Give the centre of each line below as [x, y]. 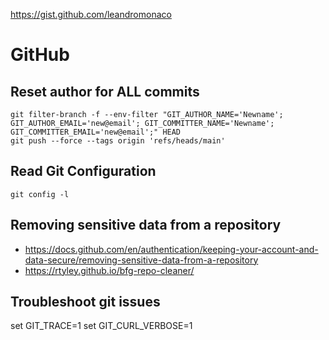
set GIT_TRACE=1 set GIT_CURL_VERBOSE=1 [101, 326]
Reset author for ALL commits [105, 91]
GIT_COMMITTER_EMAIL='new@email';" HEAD [96, 132]
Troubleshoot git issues [85, 302]
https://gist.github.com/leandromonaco [91, 14]
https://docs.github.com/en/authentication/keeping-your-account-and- [171, 249]
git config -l [40, 194]
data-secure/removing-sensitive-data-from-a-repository [141, 260]
